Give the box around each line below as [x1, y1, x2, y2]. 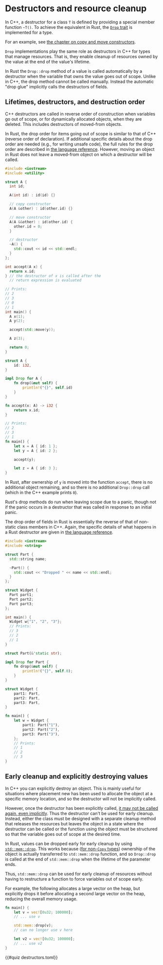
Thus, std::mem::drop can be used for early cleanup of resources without [5, 871, 152, 877]
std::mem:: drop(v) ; [14, 923, 54, 928]
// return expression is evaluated [9, 278, 82, 283]
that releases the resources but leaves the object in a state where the [5, 821, 144, 826]
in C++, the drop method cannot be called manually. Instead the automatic [5, 79, 154, 84]
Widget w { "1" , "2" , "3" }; [9, 619, 62, 624]
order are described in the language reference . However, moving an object [5, 146, 155, 152]
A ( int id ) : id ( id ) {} [9, 193, 55, 198]
